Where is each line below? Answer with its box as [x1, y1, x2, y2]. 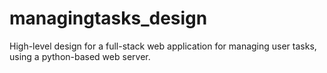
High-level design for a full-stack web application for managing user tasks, [9, 40, 317, 52]
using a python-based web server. [9, 50, 151, 62]
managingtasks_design [9, 7, 208, 30]
